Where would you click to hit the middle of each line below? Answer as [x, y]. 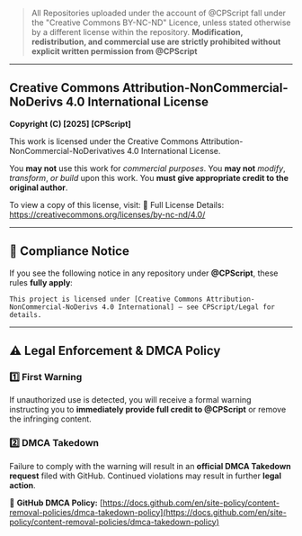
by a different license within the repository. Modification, [137, 32]
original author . [39, 187]
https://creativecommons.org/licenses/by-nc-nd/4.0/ [107, 214]
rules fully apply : [41, 282]
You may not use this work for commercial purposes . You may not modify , [147, 168]
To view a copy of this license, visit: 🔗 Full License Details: [117, 204]
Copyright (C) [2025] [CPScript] [71, 123]
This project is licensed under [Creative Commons [106, 299]
